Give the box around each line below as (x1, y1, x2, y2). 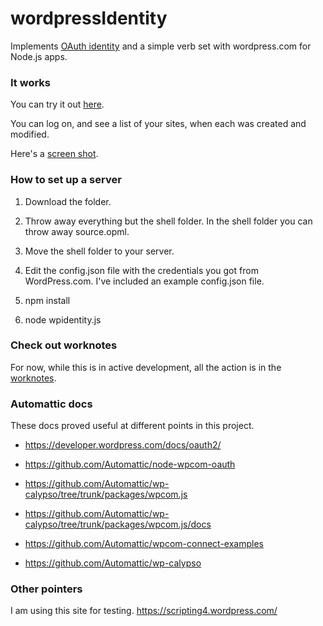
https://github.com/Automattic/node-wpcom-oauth (24, 458, 236, 471)
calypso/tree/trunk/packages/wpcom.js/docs (24, 518, 212, 531)
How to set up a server (10, 173, 122, 187)
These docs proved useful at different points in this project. (10, 420, 255, 432)
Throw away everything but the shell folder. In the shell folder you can (24, 215, 313, 227)
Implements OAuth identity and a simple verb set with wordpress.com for (10, 40, 312, 52)
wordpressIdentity (10, 7, 168, 30)
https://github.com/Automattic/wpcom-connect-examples (24, 538, 264, 550)
